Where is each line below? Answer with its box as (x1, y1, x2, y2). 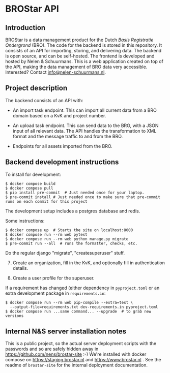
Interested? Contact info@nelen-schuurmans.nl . (5, 69, 106, 75)
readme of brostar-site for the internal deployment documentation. (5, 362, 148, 368)
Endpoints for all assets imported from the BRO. (12, 143, 113, 149)
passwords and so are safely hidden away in (5, 346, 99, 352)
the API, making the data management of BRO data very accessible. (5, 64, 148, 70)
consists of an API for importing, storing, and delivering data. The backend (5, 48, 162, 53)
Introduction (5, 23, 46, 32)
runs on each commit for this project (5, 199, 88, 204)
